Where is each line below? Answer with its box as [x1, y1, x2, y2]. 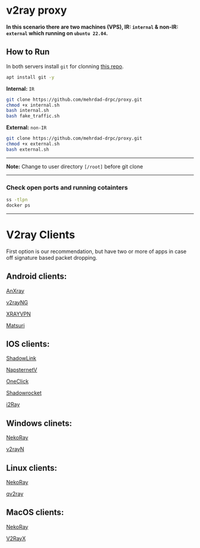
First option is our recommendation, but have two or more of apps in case [6, 248, 187, 255]
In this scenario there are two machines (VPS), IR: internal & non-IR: [6, 23, 179, 30]
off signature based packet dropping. [6, 254, 98, 261]
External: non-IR [6, 124, 47, 131]
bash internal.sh [6, 108, 49, 114]
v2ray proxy [6, 4, 67, 17]
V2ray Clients [6, 228, 76, 241]
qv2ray [6, 490, 24, 497]
